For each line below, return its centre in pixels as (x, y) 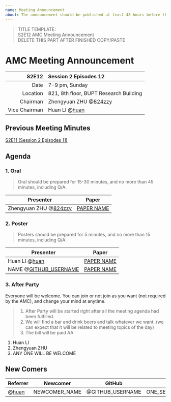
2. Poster (17, 223)
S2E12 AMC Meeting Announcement (56, 35)
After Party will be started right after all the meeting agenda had (92, 311)
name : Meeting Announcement (35, 10)
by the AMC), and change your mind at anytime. (55, 301)
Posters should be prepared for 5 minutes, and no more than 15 (84, 235)
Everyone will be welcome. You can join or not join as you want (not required (85, 296)
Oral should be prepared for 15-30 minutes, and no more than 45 (85, 181)
